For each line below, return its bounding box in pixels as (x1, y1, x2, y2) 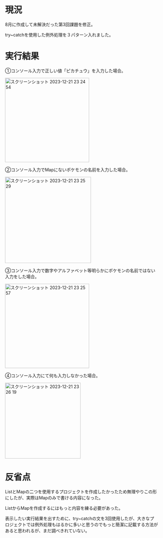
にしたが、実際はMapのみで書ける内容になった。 (5, 495, 103, 500)
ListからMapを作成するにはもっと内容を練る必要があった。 (5, 505, 123, 511)
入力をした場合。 (5, 273, 39, 279)
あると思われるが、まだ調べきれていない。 (5, 527, 90, 534)
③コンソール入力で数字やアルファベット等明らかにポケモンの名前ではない (5, 268, 156, 273)
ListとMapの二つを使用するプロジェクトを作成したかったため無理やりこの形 (5, 488, 157, 495)
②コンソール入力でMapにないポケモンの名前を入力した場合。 (5, 167, 130, 173)
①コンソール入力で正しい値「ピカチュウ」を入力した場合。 (5, 68, 126, 74)
